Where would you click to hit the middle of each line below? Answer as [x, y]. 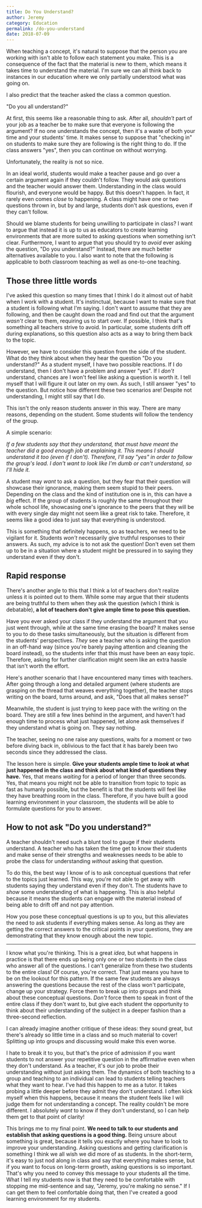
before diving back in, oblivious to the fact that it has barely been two [92, 745]
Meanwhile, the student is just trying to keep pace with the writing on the [96, 708]
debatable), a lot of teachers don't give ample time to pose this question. [98, 609]
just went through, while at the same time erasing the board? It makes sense [101, 627]
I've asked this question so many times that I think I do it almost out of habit [99, 295]
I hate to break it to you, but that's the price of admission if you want [91, 1053]
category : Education [32, 23]
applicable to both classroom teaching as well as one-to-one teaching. [94, 262]
